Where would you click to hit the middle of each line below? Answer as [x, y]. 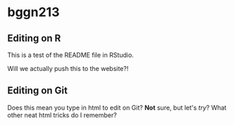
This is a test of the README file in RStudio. [70, 55]
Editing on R [34, 38]
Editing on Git [38, 91]
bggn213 [33, 12]
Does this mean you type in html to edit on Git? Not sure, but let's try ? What [117, 107]
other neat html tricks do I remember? [62, 115]
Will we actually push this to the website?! [68, 68]
